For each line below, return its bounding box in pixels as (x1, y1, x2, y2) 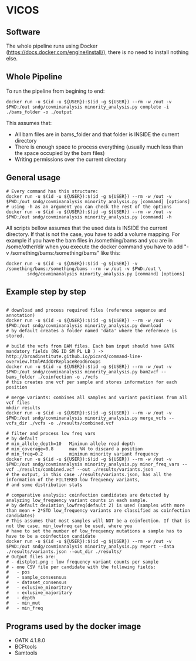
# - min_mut (6, 600, 41, 606)
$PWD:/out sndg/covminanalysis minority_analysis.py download (6, 323, 161, 329)
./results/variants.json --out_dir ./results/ (6, 549, 122, 555)
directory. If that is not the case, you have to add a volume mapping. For (6, 230, 180, 238)
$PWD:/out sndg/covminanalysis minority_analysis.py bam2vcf (6, 369, 159, 375)
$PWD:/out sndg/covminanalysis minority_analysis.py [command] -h (6, 214, 172, 220)
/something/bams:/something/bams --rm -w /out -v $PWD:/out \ (6, 265, 161, 272)
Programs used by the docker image (6, 621, 141, 631)
